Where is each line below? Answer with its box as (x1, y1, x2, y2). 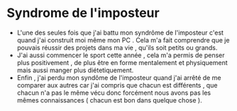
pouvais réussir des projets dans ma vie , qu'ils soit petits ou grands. (16, 43, 218, 52)
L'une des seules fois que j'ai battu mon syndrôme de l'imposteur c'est (16, 28, 224, 37)
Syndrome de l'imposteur (6, 5, 160, 21)
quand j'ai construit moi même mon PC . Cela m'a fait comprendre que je (16, 35, 230, 44)
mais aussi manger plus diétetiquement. (16, 66, 134, 74)
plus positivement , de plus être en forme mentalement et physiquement (16, 58, 228, 66)
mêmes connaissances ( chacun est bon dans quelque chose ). (16, 95, 203, 104)
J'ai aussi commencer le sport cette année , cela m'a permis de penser (16, 51, 225, 59)
